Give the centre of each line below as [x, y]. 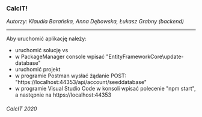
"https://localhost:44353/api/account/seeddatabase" [81, 82]
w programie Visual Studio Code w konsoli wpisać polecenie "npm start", [105, 89]
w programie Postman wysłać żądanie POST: [70, 76]
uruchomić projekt [38, 70]
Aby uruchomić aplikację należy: [47, 39]
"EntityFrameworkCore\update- [145, 57]
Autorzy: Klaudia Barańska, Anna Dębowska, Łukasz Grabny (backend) [95, 22]
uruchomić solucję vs [41, 50]
